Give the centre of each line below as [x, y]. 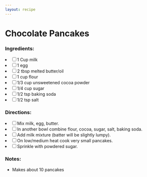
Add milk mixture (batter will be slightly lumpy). [64, 135]
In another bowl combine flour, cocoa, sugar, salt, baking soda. [80, 129]
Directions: [18, 113]
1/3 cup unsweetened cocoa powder [53, 83]
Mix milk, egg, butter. [38, 123]
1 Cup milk [27, 60]
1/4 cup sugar [31, 88]
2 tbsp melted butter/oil [40, 71]
